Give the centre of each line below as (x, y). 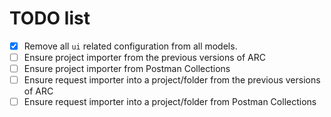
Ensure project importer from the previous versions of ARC (145, 57)
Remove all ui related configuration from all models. (130, 46)
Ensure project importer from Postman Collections (127, 69)
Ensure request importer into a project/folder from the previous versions (172, 80)
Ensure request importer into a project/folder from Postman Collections (170, 102)
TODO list (50, 18)
